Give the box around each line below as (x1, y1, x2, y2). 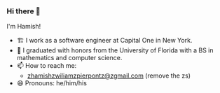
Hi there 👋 (6, 6, 41, 16)
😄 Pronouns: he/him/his (16, 79, 87, 87)
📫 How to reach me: (16, 62, 77, 70)
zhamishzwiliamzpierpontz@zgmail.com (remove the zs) (27, 71, 191, 80)
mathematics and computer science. (16, 54, 123, 62)
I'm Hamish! (6, 22, 41, 31)
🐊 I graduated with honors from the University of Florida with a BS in (16, 46, 214, 55)
